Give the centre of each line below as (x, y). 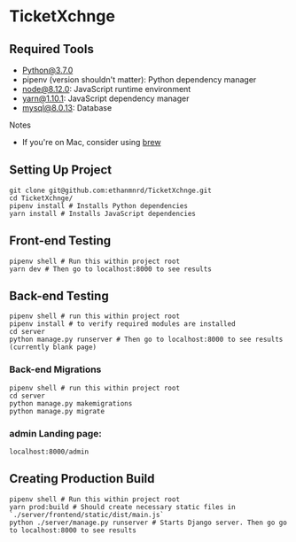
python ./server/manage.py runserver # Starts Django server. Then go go (148, 523)
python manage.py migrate (57, 411)
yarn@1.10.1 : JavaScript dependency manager (105, 98)
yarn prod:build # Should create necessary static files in (123, 507)
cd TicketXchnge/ (41, 198)
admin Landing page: (55, 433)
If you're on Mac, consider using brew (91, 142)
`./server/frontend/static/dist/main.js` (87, 515)
